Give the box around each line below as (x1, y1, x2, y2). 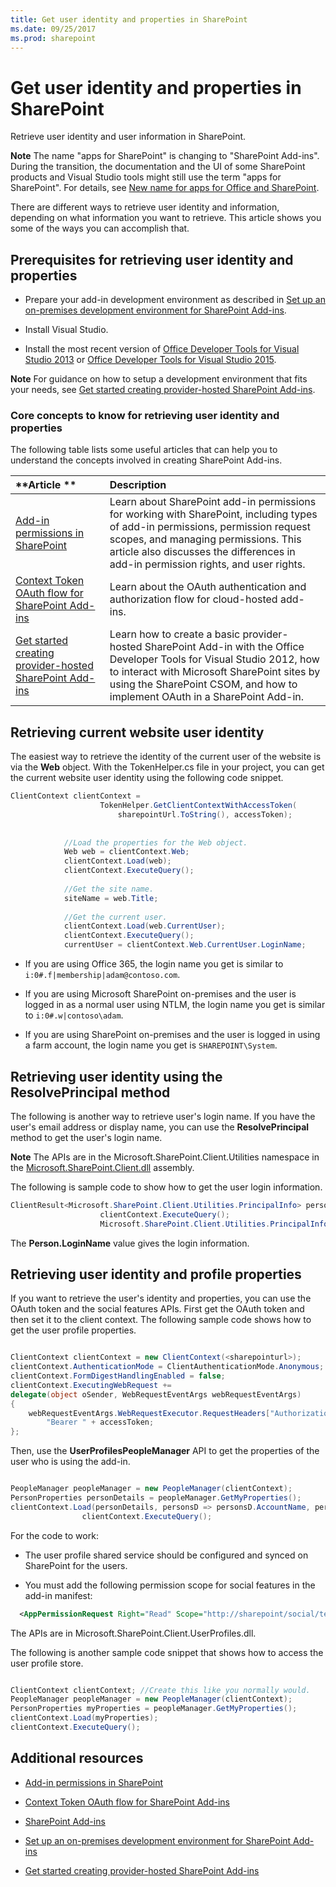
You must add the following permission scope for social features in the (24, 1579, 316, 1591)
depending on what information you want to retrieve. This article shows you (10, 212, 322, 224)
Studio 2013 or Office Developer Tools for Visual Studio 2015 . (24, 354, 277, 366)
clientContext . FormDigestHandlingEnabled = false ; (10, 1371, 226, 1381)
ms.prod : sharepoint (10, 33, 97, 43)
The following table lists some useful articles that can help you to (10, 444, 278, 456)
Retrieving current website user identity (10, 724, 265, 741)
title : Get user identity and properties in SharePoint (10, 14, 248, 25)
